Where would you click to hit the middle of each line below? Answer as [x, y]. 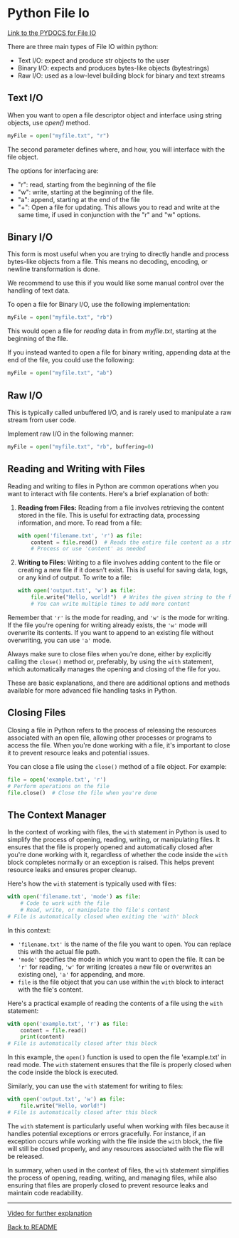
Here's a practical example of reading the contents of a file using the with [115, 1003]
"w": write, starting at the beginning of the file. [86, 192]
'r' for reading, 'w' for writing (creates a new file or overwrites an [115, 967]
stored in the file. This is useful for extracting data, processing [109, 515]
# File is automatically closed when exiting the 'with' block [103, 916]
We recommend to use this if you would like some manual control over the [116, 283]
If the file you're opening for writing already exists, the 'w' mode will [107, 625]
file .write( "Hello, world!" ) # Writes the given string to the [128, 597]
